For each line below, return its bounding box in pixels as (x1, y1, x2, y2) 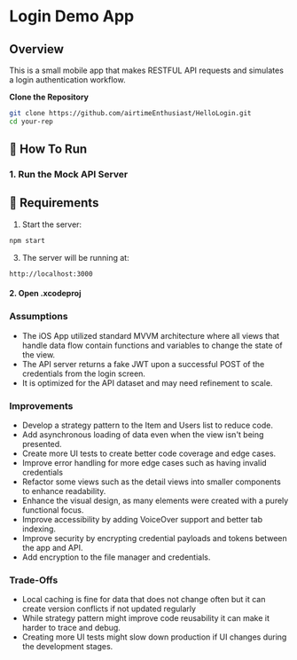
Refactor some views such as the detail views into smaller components (21, 476, 281, 487)
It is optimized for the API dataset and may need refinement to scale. (21, 377, 273, 388)
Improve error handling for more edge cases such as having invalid (21, 457, 268, 467)
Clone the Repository (9, 91, 89, 102)
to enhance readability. (21, 485, 106, 496)
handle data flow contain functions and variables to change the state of (21, 340, 283, 350)
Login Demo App (9, 6, 135, 27)
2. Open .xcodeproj (9, 288, 82, 299)
